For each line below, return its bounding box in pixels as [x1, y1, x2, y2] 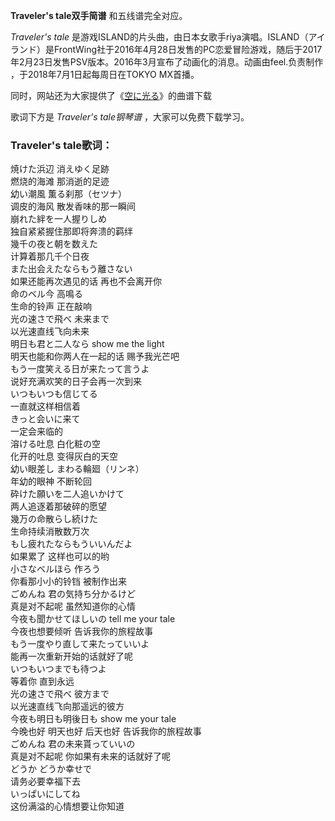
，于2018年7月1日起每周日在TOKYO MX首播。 [10, 69, 200, 80]
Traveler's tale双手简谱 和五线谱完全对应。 [10, 10, 188, 21]
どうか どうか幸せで [10, 763, 92, 775]
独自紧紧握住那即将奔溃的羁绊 [10, 225, 133, 238]
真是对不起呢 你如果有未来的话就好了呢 [10, 750, 171, 763]
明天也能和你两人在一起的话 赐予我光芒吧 [10, 350, 180, 363]
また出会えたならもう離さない [10, 263, 133, 275]
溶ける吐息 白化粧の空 [10, 438, 101, 450]
